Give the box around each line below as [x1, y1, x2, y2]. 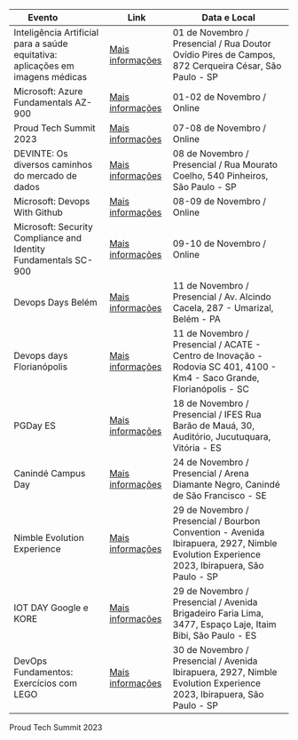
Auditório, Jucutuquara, [172, 431, 271, 442]
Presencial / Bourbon [172, 515, 261, 527]
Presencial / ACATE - [172, 338, 262, 350]
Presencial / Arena [172, 467, 250, 479]
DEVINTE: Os [13, 147, 68, 159]
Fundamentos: [13, 666, 74, 678]
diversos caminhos [13, 159, 93, 171]
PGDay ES [13, 419, 56, 432]
